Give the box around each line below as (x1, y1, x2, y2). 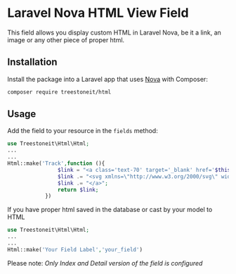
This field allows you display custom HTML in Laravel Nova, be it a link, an (7, 28, 221, 37)
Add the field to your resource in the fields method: (7, 127, 158, 135)
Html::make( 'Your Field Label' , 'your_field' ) (7, 246, 143, 253)
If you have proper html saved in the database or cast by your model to (7, 206, 213, 214)
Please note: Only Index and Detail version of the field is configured (7, 259, 203, 267)
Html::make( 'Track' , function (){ (7, 160, 105, 167)
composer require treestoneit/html (7, 88, 112, 96)
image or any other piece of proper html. (7, 35, 125, 44)
